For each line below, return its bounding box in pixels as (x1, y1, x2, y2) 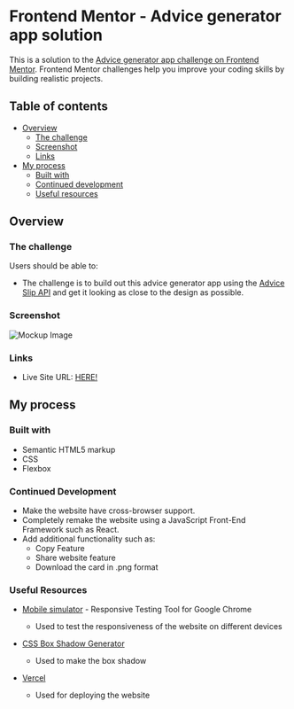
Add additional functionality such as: (21, 534, 156, 544)
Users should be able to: (9, 261, 99, 271)
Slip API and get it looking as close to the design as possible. (21, 287, 244, 298)
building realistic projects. (9, 73, 104, 83)
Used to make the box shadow (35, 656, 147, 666)
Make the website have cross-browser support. (21, 505, 196, 516)
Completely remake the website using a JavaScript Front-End (21, 515, 246, 526)
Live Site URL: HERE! (21, 372, 98, 383)
